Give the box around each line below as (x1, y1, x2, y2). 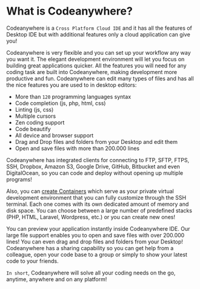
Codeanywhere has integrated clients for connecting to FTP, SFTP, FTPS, (6, 156, 190, 163)
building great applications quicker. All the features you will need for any (6, 62, 187, 69)
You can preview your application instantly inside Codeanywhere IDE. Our (6, 225, 190, 232)
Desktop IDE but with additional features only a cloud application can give (6, 30, 191, 38)
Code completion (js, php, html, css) (15, 99, 106, 107)
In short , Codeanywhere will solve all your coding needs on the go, (6, 269, 176, 276)
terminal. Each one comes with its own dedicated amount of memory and (6, 200, 189, 208)
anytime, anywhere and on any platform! (6, 275, 107, 283)
